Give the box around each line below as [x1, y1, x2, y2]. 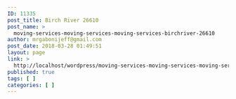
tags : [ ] [7, 75, 37, 82]
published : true [7, 68, 55, 75]
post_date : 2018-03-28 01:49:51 [7, 43, 102, 49]
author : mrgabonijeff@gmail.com [7, 36, 102, 43]
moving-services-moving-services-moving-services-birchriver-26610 [13, 29, 216, 37]
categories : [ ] [7, 82, 55, 89]
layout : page [7, 49, 46, 56]
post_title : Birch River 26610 [7, 17, 99, 24]
